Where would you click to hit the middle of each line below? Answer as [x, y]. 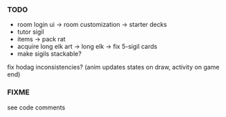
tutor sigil [30, 32]
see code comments [36, 107]
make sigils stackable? [49, 54]
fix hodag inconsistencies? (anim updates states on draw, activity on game [113, 67]
